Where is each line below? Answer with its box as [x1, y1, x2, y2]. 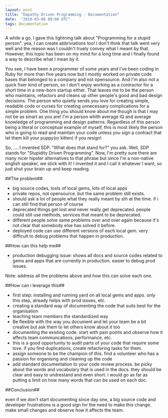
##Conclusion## [5, 387, 40, 393]
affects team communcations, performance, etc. [12, 334, 112, 340]
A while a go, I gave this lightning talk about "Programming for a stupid [5, 35, 151, 41]
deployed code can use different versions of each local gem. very [12, 228, 148, 234]
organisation [12, 308, 38, 314]
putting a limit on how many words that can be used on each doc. [12, 377, 147, 383]
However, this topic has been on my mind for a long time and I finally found [5, 51, 159, 57]
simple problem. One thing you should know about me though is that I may [5, 108, 158, 114]
